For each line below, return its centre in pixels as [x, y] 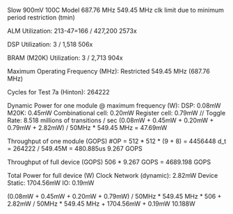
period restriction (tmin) [41, 17]
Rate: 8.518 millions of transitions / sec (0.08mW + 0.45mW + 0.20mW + [111, 120]
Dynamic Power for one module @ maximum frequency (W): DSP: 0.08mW [114, 106]
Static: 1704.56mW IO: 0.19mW [51, 183]
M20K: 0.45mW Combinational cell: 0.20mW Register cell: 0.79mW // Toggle [116, 113]
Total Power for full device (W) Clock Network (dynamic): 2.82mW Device [113, 175]
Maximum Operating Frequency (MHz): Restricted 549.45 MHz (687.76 [109, 71]
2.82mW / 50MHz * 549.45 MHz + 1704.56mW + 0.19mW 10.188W [102, 204]
